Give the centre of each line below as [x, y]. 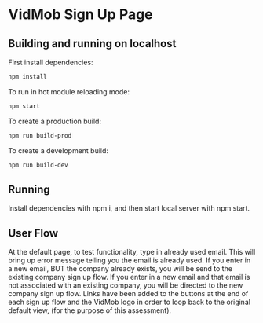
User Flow [33, 233]
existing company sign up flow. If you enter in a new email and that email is [129, 277]
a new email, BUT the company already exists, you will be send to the [121, 269]
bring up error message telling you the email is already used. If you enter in [130, 260]
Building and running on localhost [92, 44]
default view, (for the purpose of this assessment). [89, 310]
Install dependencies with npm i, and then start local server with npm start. [129, 208]
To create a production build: [55, 121]
